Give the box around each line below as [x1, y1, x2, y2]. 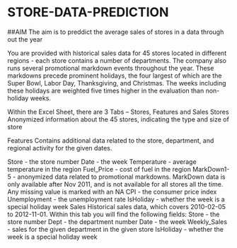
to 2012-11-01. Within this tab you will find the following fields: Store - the [7, 210, 220, 218]
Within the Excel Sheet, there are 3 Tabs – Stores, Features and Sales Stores [7, 107, 229, 116]
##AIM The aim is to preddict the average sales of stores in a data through [7, 28, 224, 36]
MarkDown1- [192, 165, 230, 173]
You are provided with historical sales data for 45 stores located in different [7, 49, 227, 57]
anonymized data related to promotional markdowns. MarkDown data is [17, 172, 226, 181]
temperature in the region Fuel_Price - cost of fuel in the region [7, 165, 191, 173]
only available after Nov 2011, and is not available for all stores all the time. [7, 179, 224, 188]
